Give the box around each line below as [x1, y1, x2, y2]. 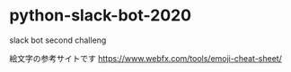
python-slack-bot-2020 [9, 5, 191, 26]
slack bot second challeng [9, 35, 107, 45]
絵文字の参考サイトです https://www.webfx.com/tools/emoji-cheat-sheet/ [9, 52, 283, 63]
